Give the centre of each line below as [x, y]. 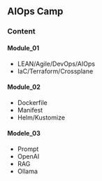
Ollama [28, 171]
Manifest [30, 110]
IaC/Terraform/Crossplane [55, 71]
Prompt [28, 149]
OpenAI [28, 156]
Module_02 [24, 87]
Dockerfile [32, 102]
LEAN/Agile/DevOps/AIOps [56, 64]
